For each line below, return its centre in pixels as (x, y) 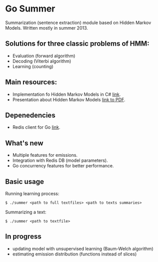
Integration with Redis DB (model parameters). (60, 160)
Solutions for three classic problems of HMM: (77, 44)
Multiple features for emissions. (45, 155)
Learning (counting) (33, 66)
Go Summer (30, 9)
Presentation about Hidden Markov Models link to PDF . (69, 99)
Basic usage (24, 182)
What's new (24, 143)
